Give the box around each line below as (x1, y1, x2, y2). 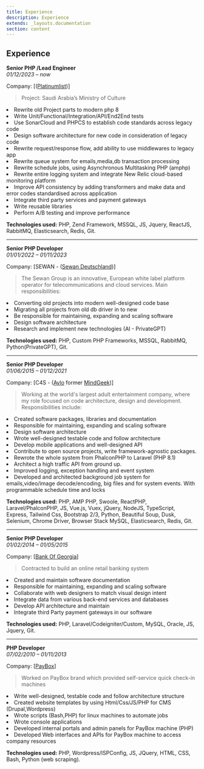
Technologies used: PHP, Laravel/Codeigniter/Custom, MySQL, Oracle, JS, (6, 620, 195, 628)
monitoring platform (6, 177, 56, 184)
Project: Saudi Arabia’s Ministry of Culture (21, 95, 126, 102)
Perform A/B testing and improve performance (14, 209, 131, 217)
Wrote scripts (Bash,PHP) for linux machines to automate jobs (14, 712, 168, 719)
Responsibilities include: (21, 404, 82, 411)
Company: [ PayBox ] (6, 662, 56, 670)
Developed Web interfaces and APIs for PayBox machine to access (14, 731, 182, 739)
